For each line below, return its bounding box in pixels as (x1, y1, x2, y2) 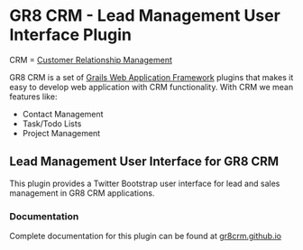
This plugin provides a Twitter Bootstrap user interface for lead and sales (9, 178, 280, 189)
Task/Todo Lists (22, 118, 82, 129)
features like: (9, 91, 58, 102)
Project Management (22, 127, 101, 138)
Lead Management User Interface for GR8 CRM (9, 154, 280, 170)
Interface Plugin (9, 24, 133, 45)
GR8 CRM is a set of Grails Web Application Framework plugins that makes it (9, 71, 294, 82)
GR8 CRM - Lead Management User (9, 5, 281, 26)
